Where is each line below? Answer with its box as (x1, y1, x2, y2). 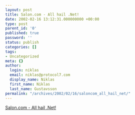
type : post (5, 21, 28, 26)
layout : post (5, 7, 32, 12)
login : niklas (9, 68, 39, 73)
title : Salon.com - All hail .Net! (5, 12, 79, 17)
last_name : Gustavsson (9, 86, 57, 91)
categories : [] (5, 44, 37, 49)
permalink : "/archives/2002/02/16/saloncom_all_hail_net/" (5, 91, 131, 96)
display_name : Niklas (9, 77, 55, 82)
